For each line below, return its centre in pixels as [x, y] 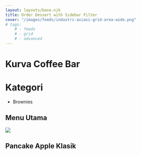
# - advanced [28, 39]
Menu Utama [26, 118]
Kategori [24, 88]
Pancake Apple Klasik [41, 146]
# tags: [14, 24]
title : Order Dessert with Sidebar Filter [51, 15]
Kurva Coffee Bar [43, 64]
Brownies [23, 102]
